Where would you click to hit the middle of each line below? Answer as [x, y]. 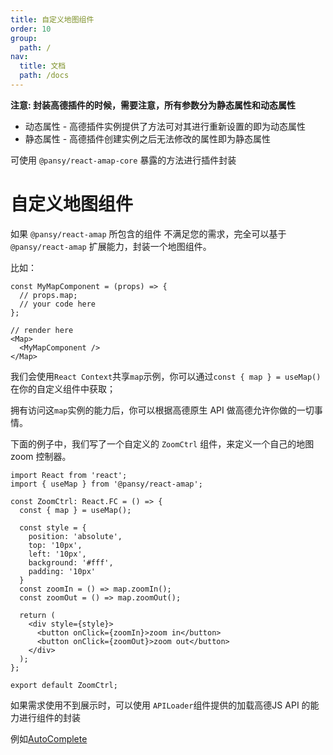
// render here [42, 330]
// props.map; [48, 295]
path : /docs [44, 76]
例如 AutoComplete [49, 738]
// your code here [58, 304]
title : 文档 [43, 66]
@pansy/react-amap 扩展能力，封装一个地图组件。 [111, 246]
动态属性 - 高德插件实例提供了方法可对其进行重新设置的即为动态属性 [165, 126]
